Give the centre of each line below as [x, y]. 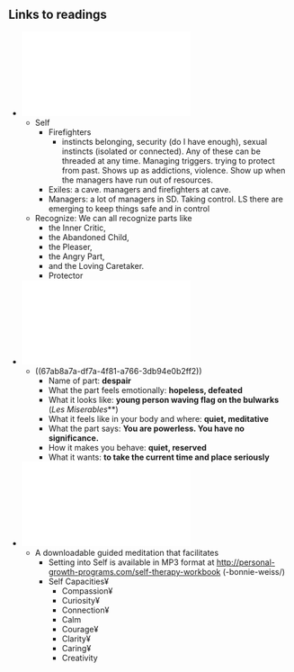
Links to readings [58, 15]
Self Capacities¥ [79, 581]
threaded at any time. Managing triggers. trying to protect [168, 160]
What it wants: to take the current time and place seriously [159, 457]
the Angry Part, [76, 256]
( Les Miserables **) [83, 409]
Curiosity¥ [81, 600]
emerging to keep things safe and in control [129, 208]
